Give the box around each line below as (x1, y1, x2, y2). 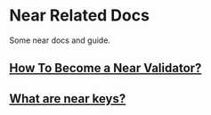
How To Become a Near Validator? (9, 61, 202, 76)
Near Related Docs (9, 5, 150, 26)
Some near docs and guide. (9, 35, 111, 45)
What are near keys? (9, 91, 126, 106)
